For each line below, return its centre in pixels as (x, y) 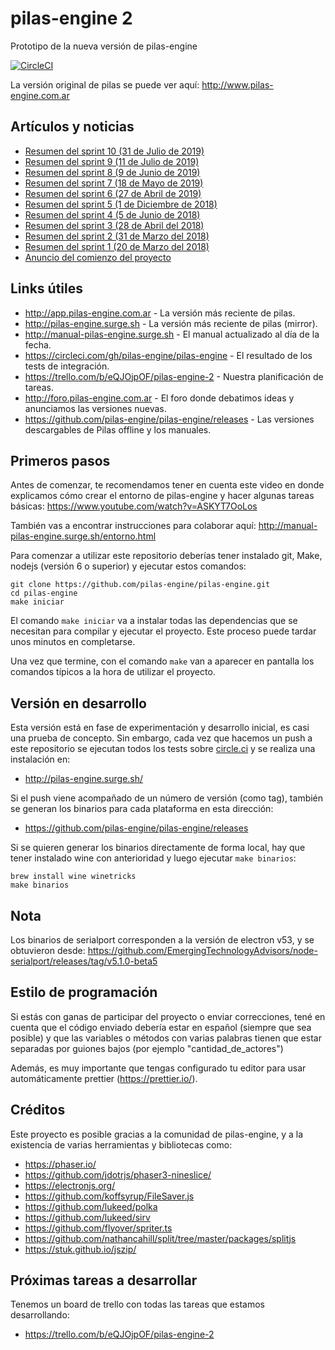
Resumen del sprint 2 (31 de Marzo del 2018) (117, 236)
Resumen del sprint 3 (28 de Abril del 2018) (114, 225)
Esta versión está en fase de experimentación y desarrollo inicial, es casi (160, 728)
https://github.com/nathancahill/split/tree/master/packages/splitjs (160, 1238)
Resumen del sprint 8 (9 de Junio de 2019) (112, 172)
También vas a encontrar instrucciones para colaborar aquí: (133, 526)
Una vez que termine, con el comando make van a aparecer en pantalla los (162, 661)
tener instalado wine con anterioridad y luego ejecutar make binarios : (153, 858)
